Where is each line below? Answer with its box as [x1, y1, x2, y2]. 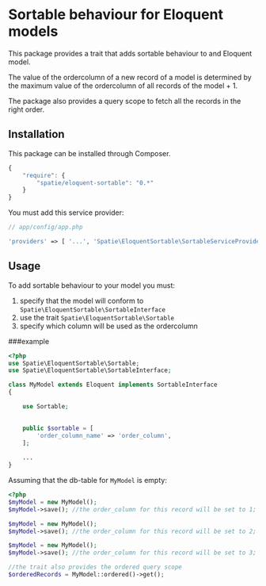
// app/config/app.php [8, 224, 83, 232]
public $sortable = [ [22, 424, 93, 432]
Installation [8, 128, 65, 141]
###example [8, 336, 50, 346]
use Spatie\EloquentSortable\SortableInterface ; [8, 366, 172, 374]
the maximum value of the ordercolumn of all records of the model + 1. [8, 81, 238, 90]
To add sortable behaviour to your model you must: [8, 280, 176, 290]
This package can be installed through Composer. [8, 148, 171, 158]
